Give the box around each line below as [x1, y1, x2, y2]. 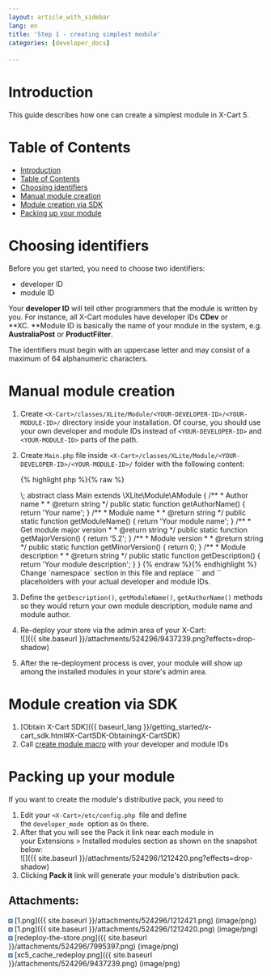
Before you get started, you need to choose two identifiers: [8, 263, 205, 273]
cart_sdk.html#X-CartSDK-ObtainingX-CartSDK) [19, 730, 180, 740]
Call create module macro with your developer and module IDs [19, 738, 229, 749]
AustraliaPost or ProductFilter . [8, 329, 113, 339]
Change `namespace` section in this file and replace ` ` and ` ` [19, 567, 222, 577]
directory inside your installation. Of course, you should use [61, 417, 261, 427]
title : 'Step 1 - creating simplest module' [8, 30, 161, 38]
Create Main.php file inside [19, 450, 108, 460]
